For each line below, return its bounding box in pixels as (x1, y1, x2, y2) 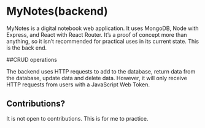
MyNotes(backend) (6, 4, 109, 18)
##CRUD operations (6, 56, 57, 63)
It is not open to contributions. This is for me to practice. (6, 115, 149, 122)
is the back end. (6, 44, 47, 51)
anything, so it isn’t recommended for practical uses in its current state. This (6, 37, 199, 45)
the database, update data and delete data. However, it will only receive (6, 74, 187, 81)
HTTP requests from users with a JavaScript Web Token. (6, 81, 150, 88)
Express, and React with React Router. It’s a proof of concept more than (6, 31, 187, 38)
